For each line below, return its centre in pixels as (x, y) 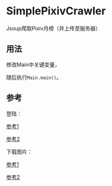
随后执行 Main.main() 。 (34, 77)
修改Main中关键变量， (33, 65)
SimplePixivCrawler (56, 11)
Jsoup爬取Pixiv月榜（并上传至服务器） (54, 28)
